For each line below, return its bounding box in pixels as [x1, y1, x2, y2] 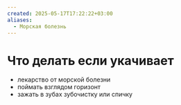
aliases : [7, 17, 33, 23]
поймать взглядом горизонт [17, 83, 101, 91]
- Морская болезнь [13, 23, 67, 30]
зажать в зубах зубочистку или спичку [17, 90, 133, 99]
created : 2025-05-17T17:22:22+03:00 [7, 10, 113, 17]
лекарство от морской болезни [17, 75, 111, 84]
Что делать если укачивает [7, 52, 175, 68]
